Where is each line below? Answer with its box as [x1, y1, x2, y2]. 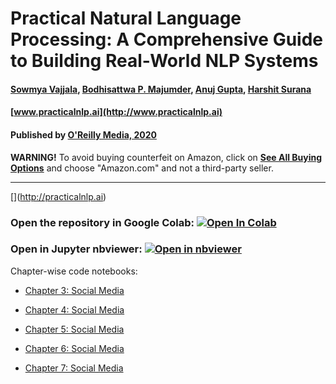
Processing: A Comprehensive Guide [10, 28, 324, 51]
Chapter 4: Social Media [24, 303, 125, 316]
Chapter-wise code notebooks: [10, 265, 138, 277]
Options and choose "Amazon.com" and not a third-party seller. [10, 162, 274, 174]
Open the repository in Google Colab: [10, 215, 195, 229]
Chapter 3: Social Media [24, 284, 125, 296]
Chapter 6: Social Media [24, 342, 125, 354]
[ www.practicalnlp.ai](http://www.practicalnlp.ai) [10, 106, 223, 118]
